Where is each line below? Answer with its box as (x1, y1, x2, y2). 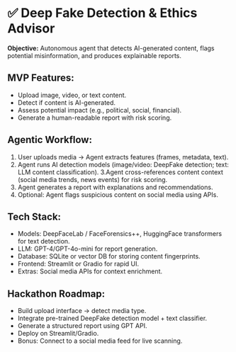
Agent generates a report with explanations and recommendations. (17, 183, 213, 191)
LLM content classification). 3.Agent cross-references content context (17, 168, 223, 176)
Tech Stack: (7, 210, 62, 222)
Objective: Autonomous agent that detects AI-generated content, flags (7, 44, 215, 52)
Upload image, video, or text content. (17, 91, 127, 99)
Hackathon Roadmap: (7, 288, 106, 300)
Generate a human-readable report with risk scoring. (17, 113, 172, 122)
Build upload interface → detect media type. (17, 307, 147, 315)
